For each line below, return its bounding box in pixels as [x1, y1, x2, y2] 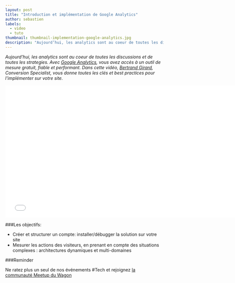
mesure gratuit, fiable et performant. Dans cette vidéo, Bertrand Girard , [5, 64, 153, 70]
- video [10, 26, 26, 31]
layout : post [5, 7, 33, 13]
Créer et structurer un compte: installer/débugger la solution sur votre [12, 231, 157, 237]
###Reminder [5, 257, 34, 263]
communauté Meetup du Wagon [5, 272, 72, 278]
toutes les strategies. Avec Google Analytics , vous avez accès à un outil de [5, 59, 161, 65]
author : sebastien [5, 17, 44, 22]
